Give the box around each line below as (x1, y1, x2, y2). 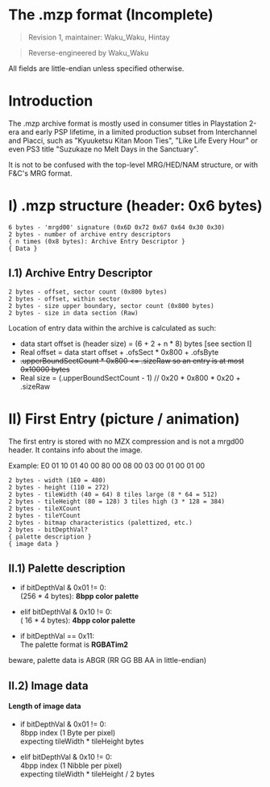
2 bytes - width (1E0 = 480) (8, 476, 106, 485)
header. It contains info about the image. (8, 445, 143, 455)
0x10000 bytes (19, 364, 70, 374)
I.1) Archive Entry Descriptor (8, 266, 153, 280)
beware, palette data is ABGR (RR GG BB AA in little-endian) (8, 656, 207, 665)
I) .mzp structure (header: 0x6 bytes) (8, 197, 263, 215)
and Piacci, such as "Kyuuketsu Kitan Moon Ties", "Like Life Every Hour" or (8, 135, 258, 145)
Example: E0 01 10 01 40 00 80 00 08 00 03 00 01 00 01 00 (8, 460, 206, 470)
